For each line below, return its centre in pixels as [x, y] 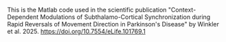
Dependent [23, 17]
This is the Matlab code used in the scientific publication [87, 10]
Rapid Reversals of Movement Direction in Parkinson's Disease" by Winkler [113, 24]
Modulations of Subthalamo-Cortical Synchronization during [125, 17]
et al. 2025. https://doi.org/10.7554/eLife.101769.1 [76, 31]
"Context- [182, 10]
